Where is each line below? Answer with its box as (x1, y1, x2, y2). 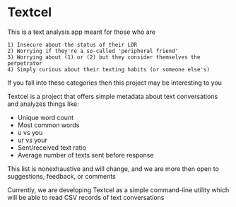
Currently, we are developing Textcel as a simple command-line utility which (7, 185, 230, 194)
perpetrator (7, 59, 42, 67)
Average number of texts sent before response (17, 150, 154, 159)
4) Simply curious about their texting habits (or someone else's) (7, 66, 211, 73)
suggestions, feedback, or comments (7, 172, 117, 180)
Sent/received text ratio (17, 143, 87, 152)
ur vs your (17, 136, 48, 144)
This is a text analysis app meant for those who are (7, 28, 156, 36)
